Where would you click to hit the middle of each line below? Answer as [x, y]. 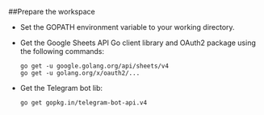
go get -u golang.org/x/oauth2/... [80, 73]
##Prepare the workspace [52, 12]
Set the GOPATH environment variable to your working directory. [128, 27]
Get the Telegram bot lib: [61, 88]
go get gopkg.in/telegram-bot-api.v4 [84, 103]
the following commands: [62, 51]
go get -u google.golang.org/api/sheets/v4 [94, 66]
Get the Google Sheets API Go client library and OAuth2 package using [138, 43]
